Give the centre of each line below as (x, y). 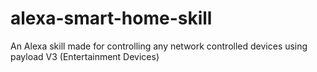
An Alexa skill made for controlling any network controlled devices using (159, 46)
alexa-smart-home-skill (111, 18)
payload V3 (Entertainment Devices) (85, 56)
